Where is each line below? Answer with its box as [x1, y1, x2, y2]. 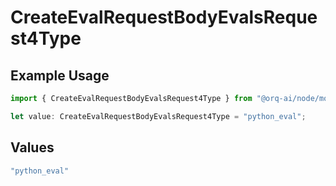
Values [10, 139, 55, 156]
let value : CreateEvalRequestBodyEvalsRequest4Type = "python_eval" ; [10, 111, 307, 121]
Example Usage [10, 67, 110, 84]
